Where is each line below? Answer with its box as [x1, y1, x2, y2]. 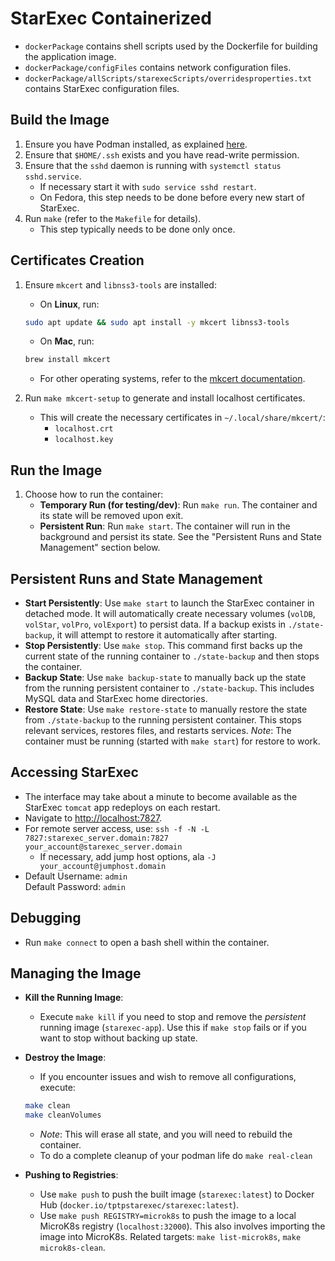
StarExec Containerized [10, 7, 212, 30]
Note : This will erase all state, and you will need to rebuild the [39, 1128, 293, 1141]
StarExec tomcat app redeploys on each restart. [24, 801, 221, 813]
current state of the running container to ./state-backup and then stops [24, 650, 320, 662]
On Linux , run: [39, 298, 100, 310]
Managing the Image [10, 965, 142, 982]
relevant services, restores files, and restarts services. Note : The [24, 724, 292, 736]
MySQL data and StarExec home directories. [24, 692, 208, 704]
